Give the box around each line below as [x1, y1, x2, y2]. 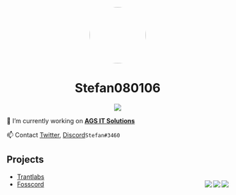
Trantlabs [16, 172, 45, 181]
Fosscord [16, 180, 44, 188]
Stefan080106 [74, 80, 161, 96]
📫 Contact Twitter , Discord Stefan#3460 [6, 130, 120, 139]
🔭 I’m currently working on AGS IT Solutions [6, 116, 135, 125]
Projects [6, 153, 44, 165]
